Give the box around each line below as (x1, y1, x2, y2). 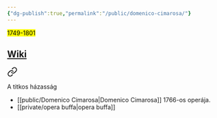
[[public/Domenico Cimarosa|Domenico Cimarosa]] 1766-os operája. (16, 96, 211, 104)
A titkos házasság (7, 83, 58, 91)
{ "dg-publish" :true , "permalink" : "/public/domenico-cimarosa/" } (7, 10, 192, 17)
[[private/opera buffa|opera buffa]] (16, 103, 116, 111)
